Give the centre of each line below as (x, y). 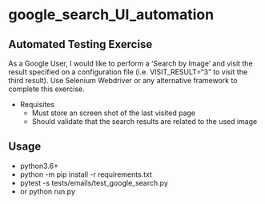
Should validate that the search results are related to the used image (145, 121)
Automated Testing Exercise (80, 44)
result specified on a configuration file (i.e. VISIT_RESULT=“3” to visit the (128, 72)
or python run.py (48, 191)
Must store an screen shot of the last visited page (114, 113)
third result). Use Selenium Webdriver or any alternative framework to (123, 80)
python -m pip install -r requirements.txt (86, 174)
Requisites (37, 104)
